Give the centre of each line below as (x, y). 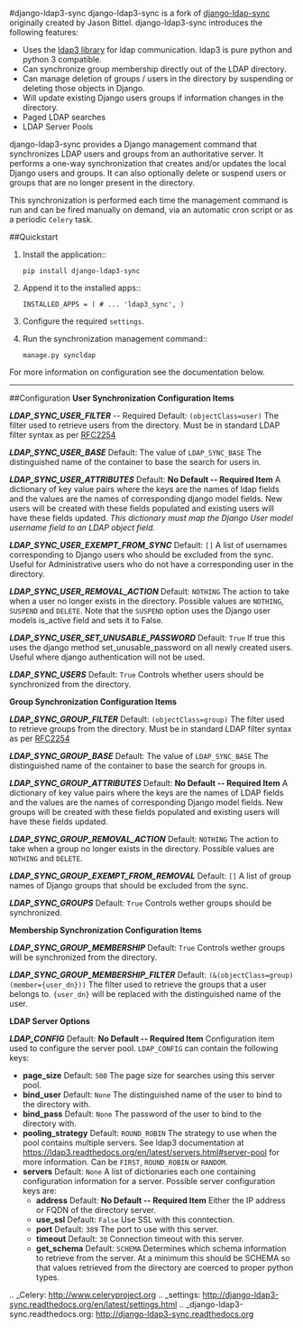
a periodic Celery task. (51, 219)
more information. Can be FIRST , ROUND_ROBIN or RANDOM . (125, 1162)
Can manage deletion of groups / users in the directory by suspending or (158, 79)
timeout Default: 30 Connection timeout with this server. (140, 1239)
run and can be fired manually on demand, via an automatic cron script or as (151, 210)
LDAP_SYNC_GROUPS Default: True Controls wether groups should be (141, 903)
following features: (44, 32)
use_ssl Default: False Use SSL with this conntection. (135, 1219)
